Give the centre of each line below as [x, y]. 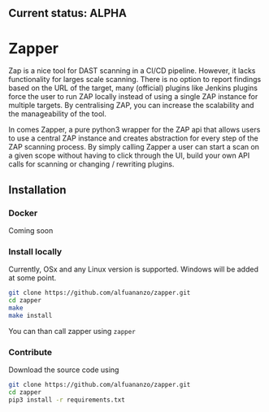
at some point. [33, 278]
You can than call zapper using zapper [72, 331]
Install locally [35, 251]
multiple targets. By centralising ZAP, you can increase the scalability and [131, 106]
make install [30, 315]
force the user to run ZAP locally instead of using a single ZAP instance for [133, 97]
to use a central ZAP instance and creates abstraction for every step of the [133, 138]
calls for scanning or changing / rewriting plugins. [91, 164]
